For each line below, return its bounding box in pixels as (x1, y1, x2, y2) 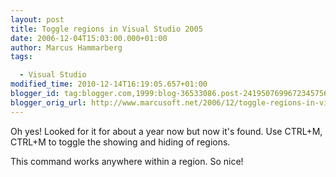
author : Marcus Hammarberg (10, 42, 123, 53)
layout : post (10, 14, 65, 25)
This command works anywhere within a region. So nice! (10, 155, 244, 167)
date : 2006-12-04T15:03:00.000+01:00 (10, 33, 168, 43)
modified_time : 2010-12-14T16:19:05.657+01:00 (10, 79, 208, 90)
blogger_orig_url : (10, 97, 87, 108)
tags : (10, 52, 33, 62)
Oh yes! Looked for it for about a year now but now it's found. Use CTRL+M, (10, 125, 323, 137)
